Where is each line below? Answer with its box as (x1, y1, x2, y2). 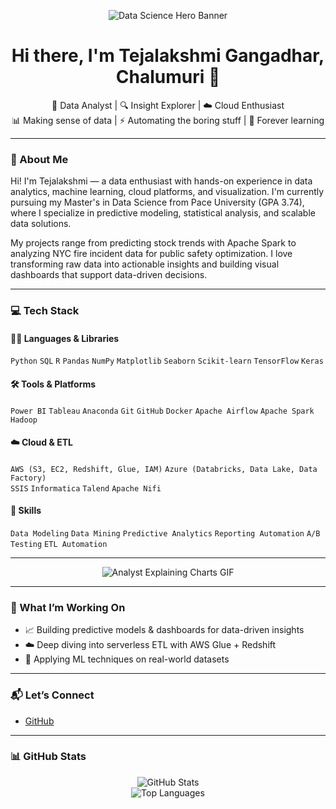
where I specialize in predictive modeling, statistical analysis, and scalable (10, 207, 316, 219)
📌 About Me (10, 152, 69, 166)
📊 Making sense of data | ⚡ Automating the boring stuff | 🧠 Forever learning (11, 114, 325, 126)
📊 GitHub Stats (10, 750, 87, 764)
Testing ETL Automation (10, 539, 108, 549)
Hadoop (10, 415, 38, 425)
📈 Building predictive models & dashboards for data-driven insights (24, 624, 305, 636)
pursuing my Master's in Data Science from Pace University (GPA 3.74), (10, 196, 305, 209)
